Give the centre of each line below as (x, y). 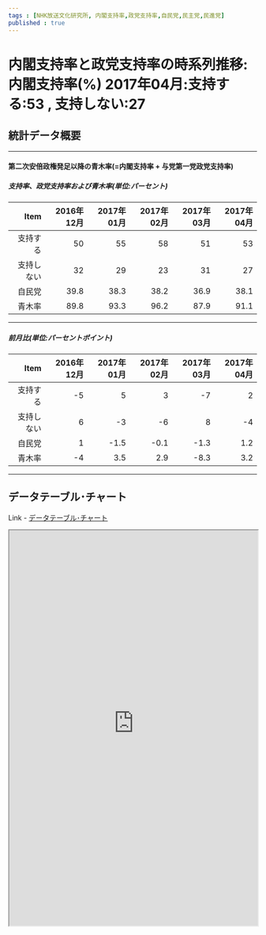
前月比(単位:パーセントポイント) (60, 338)
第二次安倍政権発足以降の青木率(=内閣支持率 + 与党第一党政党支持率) (121, 166)
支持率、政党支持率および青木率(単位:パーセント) (88, 186)
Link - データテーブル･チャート (58, 517)
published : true (37, 23)
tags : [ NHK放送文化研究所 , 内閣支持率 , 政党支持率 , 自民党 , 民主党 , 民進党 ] (116, 15)
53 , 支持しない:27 (86, 104)
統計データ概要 (45, 136)
